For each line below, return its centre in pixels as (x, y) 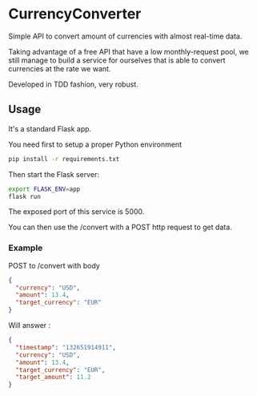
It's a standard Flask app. (50, 128)
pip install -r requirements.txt (64, 159)
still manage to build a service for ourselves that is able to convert (117, 60)
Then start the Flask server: (54, 174)
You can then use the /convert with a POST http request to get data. (120, 227)
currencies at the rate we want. (60, 68)
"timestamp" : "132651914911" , (66, 347)
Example (26, 248)
